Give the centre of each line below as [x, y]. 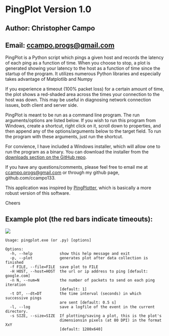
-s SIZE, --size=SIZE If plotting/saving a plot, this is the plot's [86, 316]
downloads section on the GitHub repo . [46, 157]
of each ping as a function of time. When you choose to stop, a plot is [78, 63]
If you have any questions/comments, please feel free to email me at [77, 167]
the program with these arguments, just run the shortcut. [64, 137]
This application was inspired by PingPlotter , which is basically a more [78, 188]
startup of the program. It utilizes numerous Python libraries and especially [83, 74]
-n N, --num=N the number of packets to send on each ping [82, 281]
